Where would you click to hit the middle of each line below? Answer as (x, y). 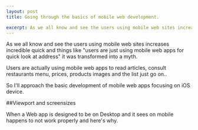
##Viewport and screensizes (41, 103)
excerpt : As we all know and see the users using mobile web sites (91, 28)
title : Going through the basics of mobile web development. (83, 17)
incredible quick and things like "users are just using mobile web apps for (95, 50)
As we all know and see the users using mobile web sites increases (88, 44)
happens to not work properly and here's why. (62, 121)
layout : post (22, 11)
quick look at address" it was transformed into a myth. (72, 57)
